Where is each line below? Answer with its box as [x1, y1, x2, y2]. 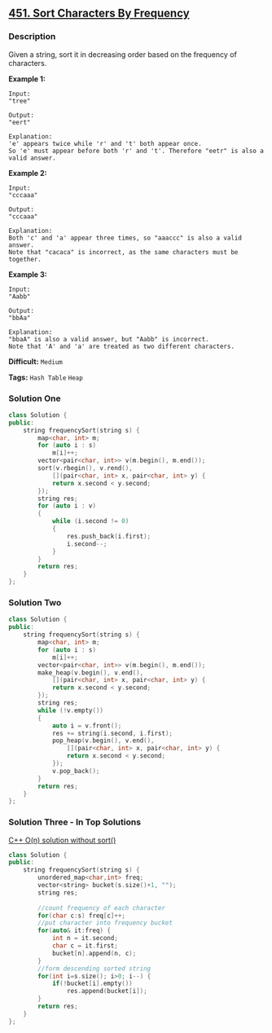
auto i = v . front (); [51, 721, 122, 730]
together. [8, 255, 42, 263]
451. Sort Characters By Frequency [8, 7, 190, 20]
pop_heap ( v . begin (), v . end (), [51, 736, 155, 745]
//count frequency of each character [37, 903, 165, 912]
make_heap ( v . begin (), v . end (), [37, 668, 144, 677]
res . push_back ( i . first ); [66, 532, 151, 540]
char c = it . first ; [51, 942, 118, 950]
